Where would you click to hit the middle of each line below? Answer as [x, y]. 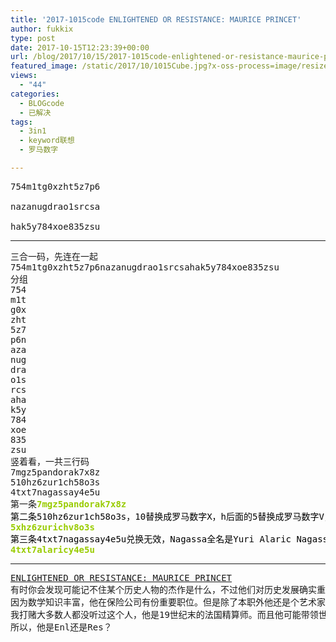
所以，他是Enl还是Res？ [61, 627]
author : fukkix [42, 29]
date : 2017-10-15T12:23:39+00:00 [80, 47]
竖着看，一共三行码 [50, 461]
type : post [33, 38]
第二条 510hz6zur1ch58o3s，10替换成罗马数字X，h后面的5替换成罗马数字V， [171, 516]
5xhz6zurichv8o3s [52, 527]
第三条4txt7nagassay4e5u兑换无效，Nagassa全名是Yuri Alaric [151, 539]
